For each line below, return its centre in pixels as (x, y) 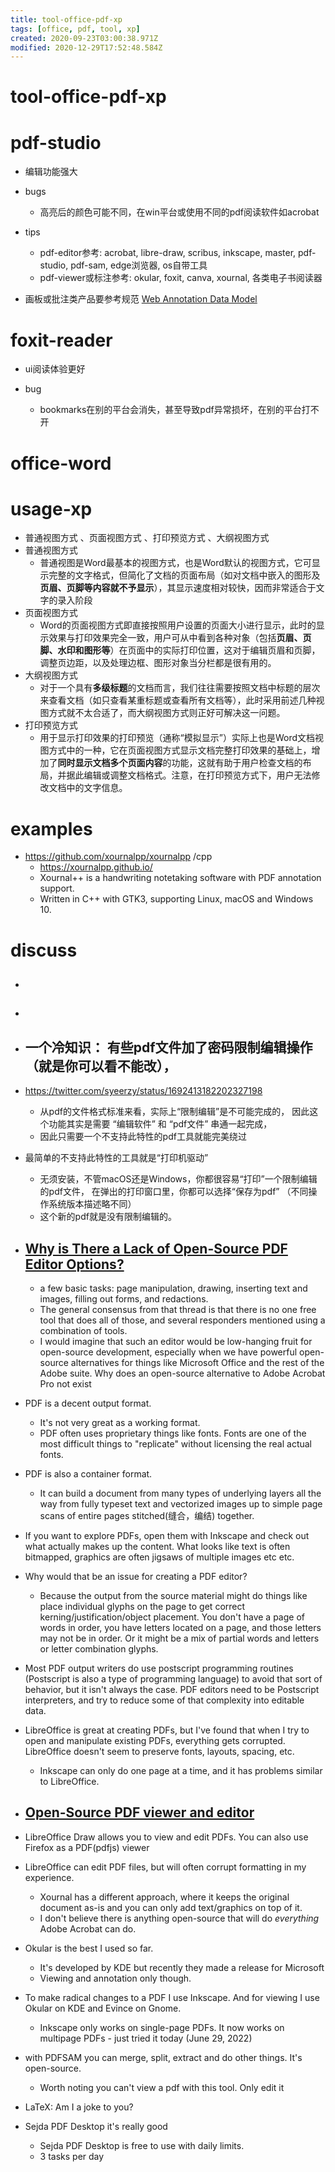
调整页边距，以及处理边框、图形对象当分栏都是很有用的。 (158, 663)
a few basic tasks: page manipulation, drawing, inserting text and (173, 1288)
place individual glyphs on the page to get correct (142, 1606)
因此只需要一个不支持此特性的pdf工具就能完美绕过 (143, 1137)
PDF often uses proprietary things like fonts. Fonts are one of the (173, 1433)
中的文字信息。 (97, 788)
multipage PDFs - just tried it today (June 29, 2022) (146, 2038)
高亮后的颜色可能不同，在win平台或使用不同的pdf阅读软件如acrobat (179, 212)
